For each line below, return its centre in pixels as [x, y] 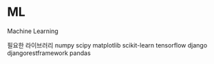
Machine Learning [33, 31]
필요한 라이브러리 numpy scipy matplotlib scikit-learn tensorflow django [107, 45]
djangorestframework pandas [49, 53]
